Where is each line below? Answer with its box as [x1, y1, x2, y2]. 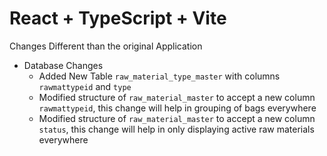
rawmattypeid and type [38, 80, 132, 92]
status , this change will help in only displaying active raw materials [38, 123, 315, 135]
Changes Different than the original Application [9, 40, 203, 52]
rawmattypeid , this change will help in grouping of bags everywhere [38, 102, 317, 114]
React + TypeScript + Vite [9, 7, 227, 30]
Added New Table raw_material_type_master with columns [38, 70, 281, 82]
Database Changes [23, 59, 104, 71]
